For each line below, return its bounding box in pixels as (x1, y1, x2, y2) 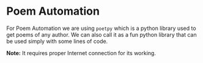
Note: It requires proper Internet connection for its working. (6, 49, 156, 56)
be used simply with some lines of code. (6, 37, 108, 45)
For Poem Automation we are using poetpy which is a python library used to (6, 24, 197, 32)
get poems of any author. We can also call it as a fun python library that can (6, 31, 197, 38)
